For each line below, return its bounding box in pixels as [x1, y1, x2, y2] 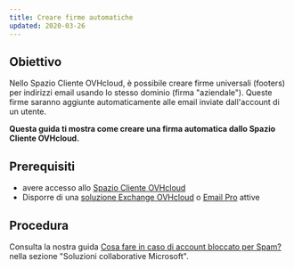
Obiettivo [9, 54, 62, 69]
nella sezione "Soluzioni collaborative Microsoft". [9, 250, 189, 261]
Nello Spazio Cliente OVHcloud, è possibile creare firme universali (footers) [9, 77, 286, 89]
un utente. [9, 106, 47, 117]
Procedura [9, 217, 69, 232]
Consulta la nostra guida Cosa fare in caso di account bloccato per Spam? [9, 241, 282, 252]
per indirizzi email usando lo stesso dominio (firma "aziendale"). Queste [9, 87, 274, 98]
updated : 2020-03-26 [9, 21, 86, 30]
